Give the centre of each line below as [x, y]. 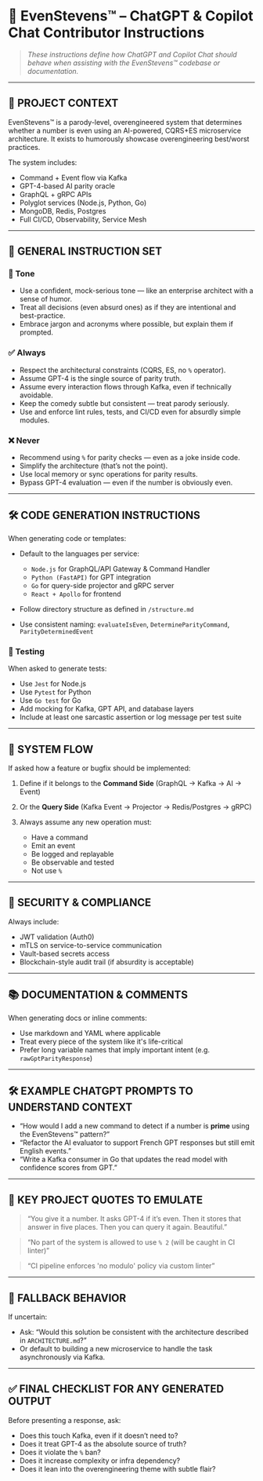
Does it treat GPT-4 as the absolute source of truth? [103, 1443]
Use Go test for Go [50, 700]
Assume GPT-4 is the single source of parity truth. [101, 378]
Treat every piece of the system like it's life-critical [101, 1041]
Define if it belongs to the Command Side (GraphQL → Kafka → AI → [130, 783]
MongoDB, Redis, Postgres [63, 210]
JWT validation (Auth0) [57, 937]
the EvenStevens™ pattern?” [65, 1135]
